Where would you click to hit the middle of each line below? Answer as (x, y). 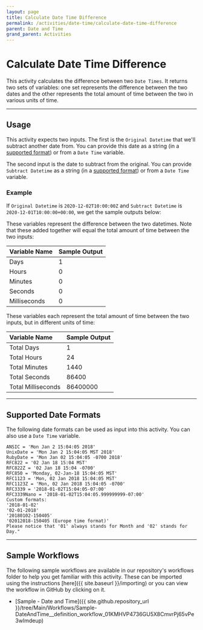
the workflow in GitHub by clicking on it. (56, 589)
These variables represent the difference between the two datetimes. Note (99, 224)
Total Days (24, 348)
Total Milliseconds (35, 387)
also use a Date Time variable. (43, 435)
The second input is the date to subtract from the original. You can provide (99, 164)
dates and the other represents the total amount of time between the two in (100, 94)
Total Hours (26, 357)
